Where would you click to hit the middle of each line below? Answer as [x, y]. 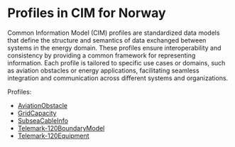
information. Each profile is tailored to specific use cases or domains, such [116, 62]
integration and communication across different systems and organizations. [118, 78]
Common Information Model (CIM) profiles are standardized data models [114, 33]
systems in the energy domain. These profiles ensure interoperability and [114, 48]
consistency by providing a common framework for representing [102, 55]
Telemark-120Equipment [54, 136]
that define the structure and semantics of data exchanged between [107, 40]
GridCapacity [37, 113]
